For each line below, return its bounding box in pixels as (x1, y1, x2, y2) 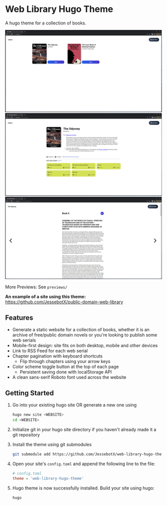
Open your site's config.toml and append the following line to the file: (12, 461, 156, 467)
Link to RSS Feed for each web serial (12, 348, 88, 354)
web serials (12, 337, 36, 343)
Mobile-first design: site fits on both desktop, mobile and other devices (12, 343, 158, 349)
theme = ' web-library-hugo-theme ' (12, 476, 84, 481)
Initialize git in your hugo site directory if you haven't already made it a (12, 426, 157, 432)
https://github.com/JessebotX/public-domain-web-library (5, 299, 123, 305)
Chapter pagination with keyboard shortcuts (12, 353, 103, 359)
